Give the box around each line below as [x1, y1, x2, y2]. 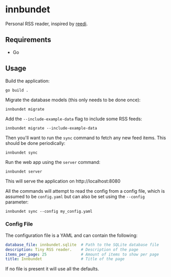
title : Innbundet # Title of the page [5, 256, 125, 262]
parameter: [5, 199, 29, 205]
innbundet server [5, 169, 42, 174]
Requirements [5, 35, 51, 44]
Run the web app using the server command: [5, 159, 101, 165]
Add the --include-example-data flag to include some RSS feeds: [5, 116, 142, 122]
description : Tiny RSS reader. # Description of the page [5, 247, 139, 252]
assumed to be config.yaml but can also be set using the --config [5, 193, 145, 199]
